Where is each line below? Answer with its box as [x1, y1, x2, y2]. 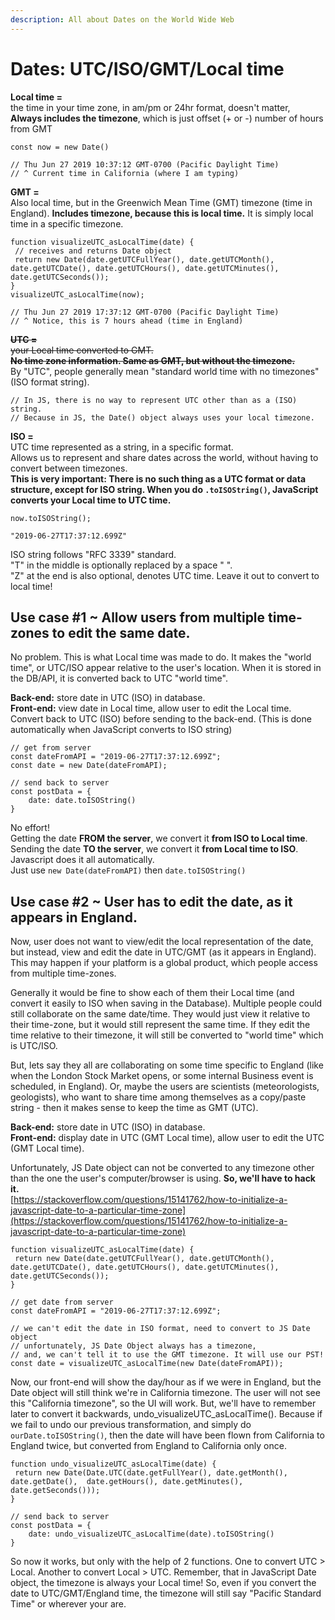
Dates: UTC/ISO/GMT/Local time [10, 57, 285, 80]
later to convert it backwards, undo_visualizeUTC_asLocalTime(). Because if [10, 1408, 323, 1420]
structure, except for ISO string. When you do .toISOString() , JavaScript [10, 483, 319, 495]
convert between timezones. [10, 462, 128, 474]
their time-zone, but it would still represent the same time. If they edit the [10, 1019, 311, 1031]
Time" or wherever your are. [10, 1598, 127, 1610]
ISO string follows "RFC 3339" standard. [10, 548, 177, 560]
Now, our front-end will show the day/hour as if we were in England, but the [10, 1376, 322, 1388]
